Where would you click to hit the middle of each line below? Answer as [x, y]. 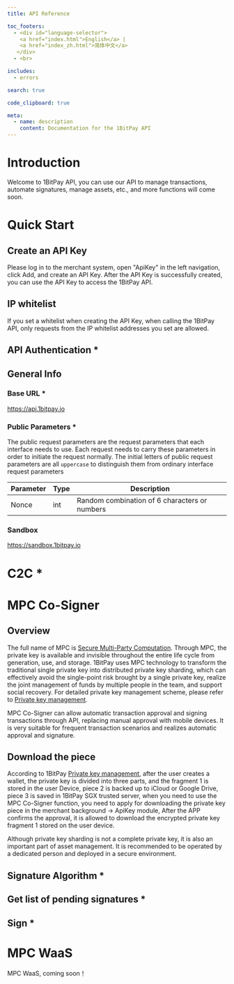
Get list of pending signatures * [77, 899]
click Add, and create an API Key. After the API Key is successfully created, [115, 274]
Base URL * [27, 393]
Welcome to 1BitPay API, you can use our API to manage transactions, [107, 182]
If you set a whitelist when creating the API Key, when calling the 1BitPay [111, 320]
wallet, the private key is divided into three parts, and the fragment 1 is [108, 781]
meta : [15, 116]
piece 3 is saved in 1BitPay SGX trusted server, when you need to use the [112, 796]
